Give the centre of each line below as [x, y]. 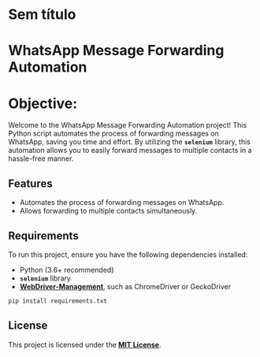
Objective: [43, 103]
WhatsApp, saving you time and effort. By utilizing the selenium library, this [129, 142]
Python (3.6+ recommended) [67, 270]
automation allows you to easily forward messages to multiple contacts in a [130, 151]
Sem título [42, 15]
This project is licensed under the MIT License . [85, 344]
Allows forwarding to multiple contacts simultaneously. [108, 211]
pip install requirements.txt [58, 301]
